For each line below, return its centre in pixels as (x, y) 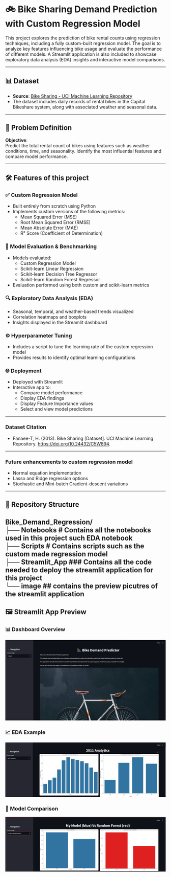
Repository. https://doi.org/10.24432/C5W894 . (62, 444)
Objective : (17, 140)
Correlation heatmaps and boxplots (50, 317)
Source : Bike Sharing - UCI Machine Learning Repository (73, 96)
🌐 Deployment (23, 371)
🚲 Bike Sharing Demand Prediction (81, 9)
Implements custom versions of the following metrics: (69, 212)
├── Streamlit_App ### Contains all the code (79, 562)
